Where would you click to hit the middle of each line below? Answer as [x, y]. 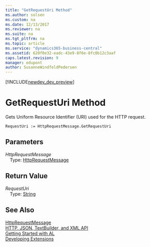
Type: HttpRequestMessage [40, 160]
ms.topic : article [25, 44]
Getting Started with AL [30, 233]
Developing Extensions [30, 239]
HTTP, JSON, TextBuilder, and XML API [47, 228]
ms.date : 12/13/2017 [27, 24]
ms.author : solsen [25, 15]
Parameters [24, 142]
